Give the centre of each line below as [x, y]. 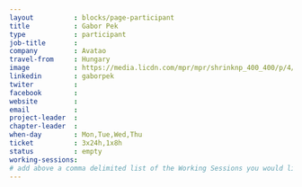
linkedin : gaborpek [62, 76]
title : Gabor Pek [64, 26]
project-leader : [44, 118]
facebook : [44, 93]
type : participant [68, 34]
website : [44, 101]
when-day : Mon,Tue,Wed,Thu [76, 135]
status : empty [56, 151]
